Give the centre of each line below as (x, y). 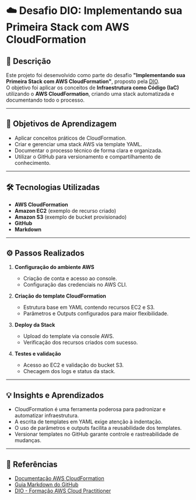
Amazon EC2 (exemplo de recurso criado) (65, 211)
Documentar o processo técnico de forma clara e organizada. (88, 150)
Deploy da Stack (35, 325)
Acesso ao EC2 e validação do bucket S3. (73, 365)
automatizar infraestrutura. (47, 416)
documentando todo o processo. (45, 100)
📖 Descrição (29, 61)
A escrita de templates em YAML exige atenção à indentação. (88, 422)
